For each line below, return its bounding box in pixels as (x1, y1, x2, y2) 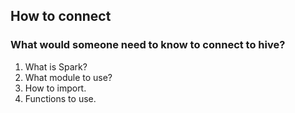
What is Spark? (24, 60, 88, 73)
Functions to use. (24, 92, 97, 104)
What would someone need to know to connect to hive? (10, 38, 286, 52)
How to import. (24, 82, 87, 94)
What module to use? (24, 71, 113, 83)
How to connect (10, 8, 112, 25)
